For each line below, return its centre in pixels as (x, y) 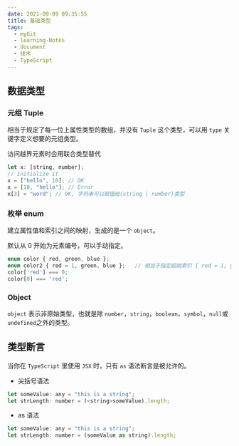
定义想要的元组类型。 (51, 139)
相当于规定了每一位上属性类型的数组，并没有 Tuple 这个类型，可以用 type (115, 130)
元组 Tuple (26, 113)
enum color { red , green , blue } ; (59, 259)
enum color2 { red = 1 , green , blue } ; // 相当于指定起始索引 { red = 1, (117, 265)
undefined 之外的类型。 (41, 322)
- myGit (25, 34)
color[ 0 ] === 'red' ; (38, 279)
